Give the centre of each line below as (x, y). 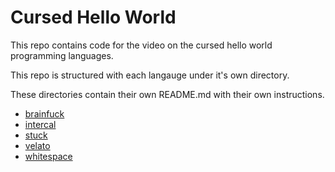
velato (37, 145)
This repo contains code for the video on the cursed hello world (141, 45)
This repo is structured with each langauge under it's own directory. (150, 75)
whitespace (48, 156)
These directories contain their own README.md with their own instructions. (167, 94)
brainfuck (44, 113)
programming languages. (62, 55)
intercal (40, 124)
